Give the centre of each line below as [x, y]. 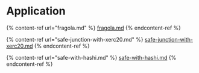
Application [36, 11]
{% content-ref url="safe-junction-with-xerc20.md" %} [75, 39]
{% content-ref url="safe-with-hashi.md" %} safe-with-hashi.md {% [91, 57]
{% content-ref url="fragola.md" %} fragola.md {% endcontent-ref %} [94, 28]
